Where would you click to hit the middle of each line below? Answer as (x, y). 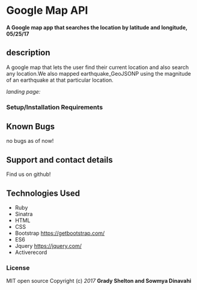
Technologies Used (43, 193)
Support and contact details (59, 160)
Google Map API (47, 11)
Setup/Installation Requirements (55, 107)
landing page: (23, 91)
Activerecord (31, 252)
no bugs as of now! (30, 141)
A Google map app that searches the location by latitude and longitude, (97, 27)
